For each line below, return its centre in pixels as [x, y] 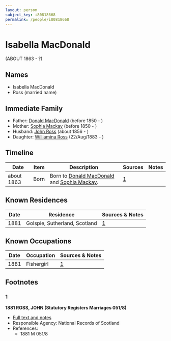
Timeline [20, 153]
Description [84, 167]
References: [25, 328]
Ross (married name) [35, 93]
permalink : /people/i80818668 [37, 19]
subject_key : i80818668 [31, 15]
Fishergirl [37, 264]
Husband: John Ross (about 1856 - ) [51, 131]
